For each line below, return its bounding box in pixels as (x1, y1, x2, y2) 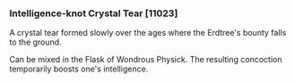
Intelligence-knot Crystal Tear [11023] (9, 7, 178, 20)
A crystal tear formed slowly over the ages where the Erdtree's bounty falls (9, 28, 287, 38)
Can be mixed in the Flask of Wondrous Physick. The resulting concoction (9, 54, 282, 65)
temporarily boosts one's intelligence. (9, 63, 149, 74)
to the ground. (9, 37, 62, 47)
